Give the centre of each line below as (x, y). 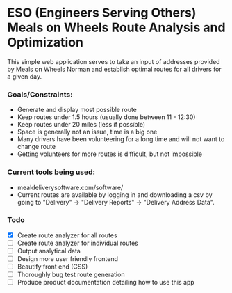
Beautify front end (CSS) (52, 267)
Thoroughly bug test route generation (71, 275)
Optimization (45, 42)
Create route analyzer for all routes (67, 235)
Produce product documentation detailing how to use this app (106, 283)
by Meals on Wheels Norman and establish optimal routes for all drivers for (114, 69)
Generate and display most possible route (77, 110)
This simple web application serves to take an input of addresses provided (114, 61)
